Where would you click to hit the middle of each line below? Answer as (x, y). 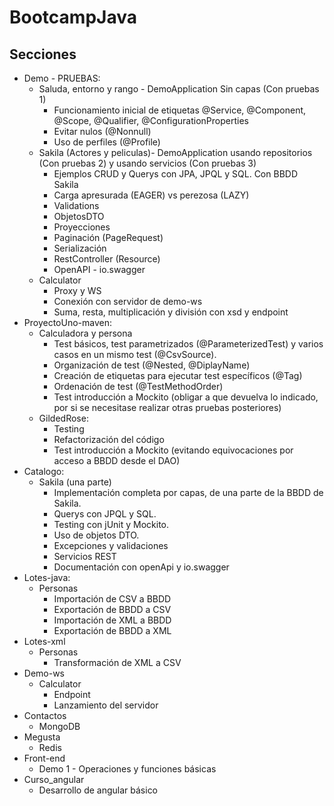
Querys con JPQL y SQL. (105, 514)
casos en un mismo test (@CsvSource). (135, 354)
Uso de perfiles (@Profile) (107, 142)
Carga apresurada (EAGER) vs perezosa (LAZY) (151, 195)
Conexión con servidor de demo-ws (128, 301)
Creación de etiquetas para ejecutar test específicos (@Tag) (178, 375)
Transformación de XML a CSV (117, 662)
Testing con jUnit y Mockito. (111, 524)
